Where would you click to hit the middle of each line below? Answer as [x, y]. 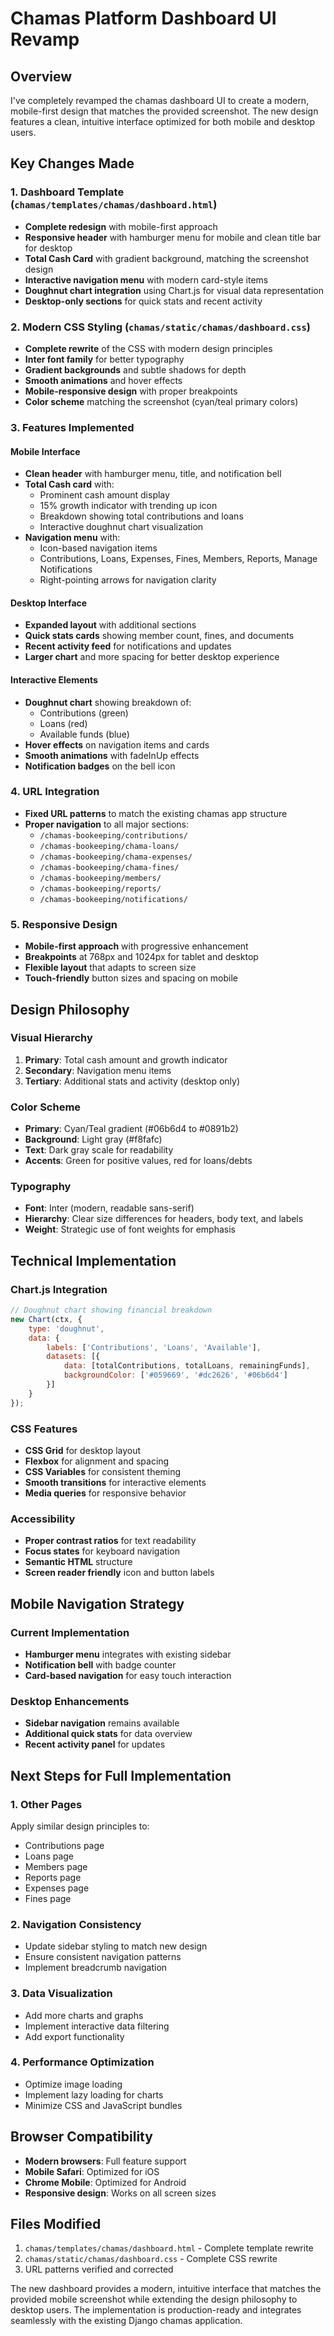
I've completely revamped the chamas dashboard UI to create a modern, [160, 100]
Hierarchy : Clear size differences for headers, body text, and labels [164, 1219]
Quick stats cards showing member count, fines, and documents [159, 636]
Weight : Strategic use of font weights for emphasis [130, 1229]
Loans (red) [63, 723]
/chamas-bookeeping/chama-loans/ [109, 846]
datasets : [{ [73, 1357]
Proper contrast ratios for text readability [110, 1541]
